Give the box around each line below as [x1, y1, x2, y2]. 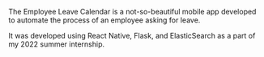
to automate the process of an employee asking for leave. [8, 15, 201, 25]
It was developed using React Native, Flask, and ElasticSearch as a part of [8, 31, 256, 40]
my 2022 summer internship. [8, 39, 105, 49]
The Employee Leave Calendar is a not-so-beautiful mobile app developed [8, 7, 257, 16]
